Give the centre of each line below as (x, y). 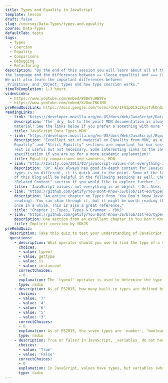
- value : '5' (32, 312)
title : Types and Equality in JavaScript (49, 10)
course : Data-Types (25, 29)
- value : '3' (32, 317)
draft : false (19, 19)
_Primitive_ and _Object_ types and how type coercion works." (72, 84)
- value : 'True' (35, 349)
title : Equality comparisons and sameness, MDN (64, 159)
